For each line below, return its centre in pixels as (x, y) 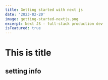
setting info (23, 71)
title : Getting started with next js (44, 10)
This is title (28, 53)
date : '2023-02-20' (25, 14)
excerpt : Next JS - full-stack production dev (54, 24)
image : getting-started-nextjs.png (42, 19)
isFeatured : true (23, 28)
